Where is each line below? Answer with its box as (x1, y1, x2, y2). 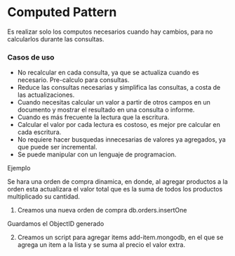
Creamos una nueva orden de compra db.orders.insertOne (17, 206, 187, 215)
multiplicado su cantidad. (7, 192, 81, 201)
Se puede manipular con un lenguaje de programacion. (17, 150, 177, 159)
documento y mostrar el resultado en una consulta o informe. (17, 106, 195, 114)
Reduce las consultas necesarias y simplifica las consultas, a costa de (17, 83, 221, 92)
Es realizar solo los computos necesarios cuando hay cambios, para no (7, 27, 213, 36)
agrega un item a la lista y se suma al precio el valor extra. (17, 241, 186, 249)
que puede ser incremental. (17, 143, 98, 151)
